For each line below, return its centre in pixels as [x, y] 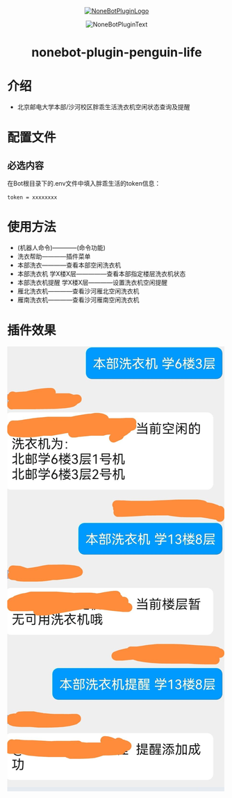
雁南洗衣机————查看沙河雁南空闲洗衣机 [78, 300]
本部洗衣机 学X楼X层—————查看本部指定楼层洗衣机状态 [101, 274]
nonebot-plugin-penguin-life [117, 52]
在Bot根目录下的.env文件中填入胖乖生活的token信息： [84, 184]
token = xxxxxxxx [32, 197]
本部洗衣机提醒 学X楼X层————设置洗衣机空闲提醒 [92, 283]
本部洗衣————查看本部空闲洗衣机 [69, 265]
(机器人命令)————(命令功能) [61, 248]
